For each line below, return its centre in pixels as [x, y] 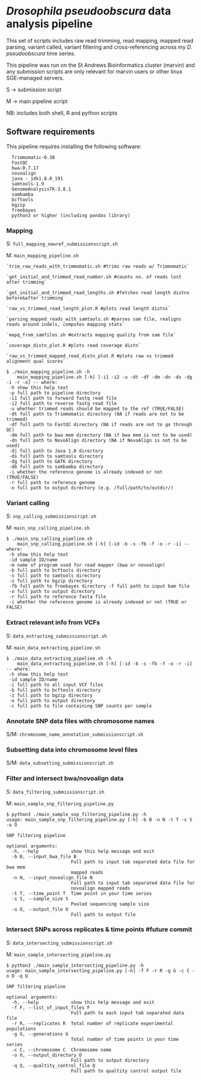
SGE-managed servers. [35, 78]
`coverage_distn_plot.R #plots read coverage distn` [74, 346]
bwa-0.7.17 [25, 168]
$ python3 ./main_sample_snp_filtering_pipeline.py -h [76, 814]
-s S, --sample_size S [40, 899]
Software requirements [51, 132]
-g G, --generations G [40, 1034]
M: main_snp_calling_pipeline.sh [48, 528]
